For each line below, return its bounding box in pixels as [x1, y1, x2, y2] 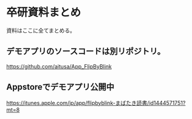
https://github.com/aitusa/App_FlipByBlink [6, 63, 112, 70]
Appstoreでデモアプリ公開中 [6, 82, 114, 92]
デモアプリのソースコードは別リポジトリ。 [6, 46, 166, 56]
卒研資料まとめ [6, 5, 81, 19]
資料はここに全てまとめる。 [6, 27, 76, 34]
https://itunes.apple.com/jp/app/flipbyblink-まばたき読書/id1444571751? [6, 99, 186, 106]
